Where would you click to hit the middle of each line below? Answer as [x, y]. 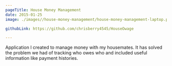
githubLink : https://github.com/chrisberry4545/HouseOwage [70, 28]
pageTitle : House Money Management [43, 10]
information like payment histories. [42, 58]
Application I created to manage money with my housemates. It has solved [84, 47]
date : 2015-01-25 [24, 15]
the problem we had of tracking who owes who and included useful [76, 53]
